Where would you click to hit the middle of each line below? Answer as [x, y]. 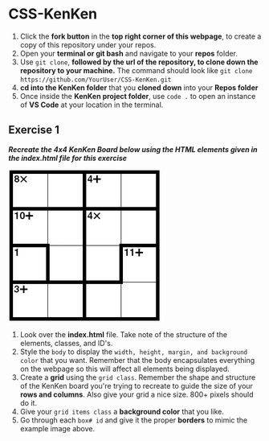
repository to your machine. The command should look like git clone [136, 70]
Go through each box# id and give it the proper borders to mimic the [133, 420]
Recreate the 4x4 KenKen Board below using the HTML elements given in [133, 149]
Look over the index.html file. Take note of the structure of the [123, 334]
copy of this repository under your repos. [88, 44]
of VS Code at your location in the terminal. [92, 105]
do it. [29, 402]
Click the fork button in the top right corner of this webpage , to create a [141, 36]
